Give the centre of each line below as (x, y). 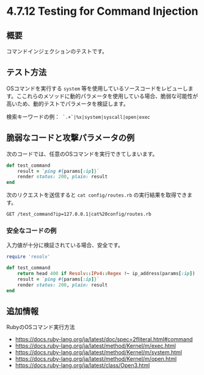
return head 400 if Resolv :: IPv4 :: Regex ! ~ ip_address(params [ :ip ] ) (106, 274)
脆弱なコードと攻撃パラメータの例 (71, 138)
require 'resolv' (28, 257)
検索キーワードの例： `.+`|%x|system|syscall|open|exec (78, 116)
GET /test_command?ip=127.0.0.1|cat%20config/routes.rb (79, 214)
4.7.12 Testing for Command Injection (102, 11)
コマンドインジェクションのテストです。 (57, 51)
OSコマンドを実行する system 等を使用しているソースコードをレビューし (97, 88)
